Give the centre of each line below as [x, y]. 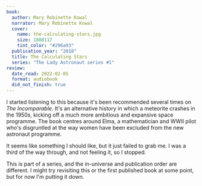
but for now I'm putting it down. [45, 177]
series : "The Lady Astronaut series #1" [63, 62]
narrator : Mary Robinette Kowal [52, 23]
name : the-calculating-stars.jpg [59, 34]
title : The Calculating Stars [49, 57]
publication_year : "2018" [44, 51]
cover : [20, 29]
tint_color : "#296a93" [46, 46]
